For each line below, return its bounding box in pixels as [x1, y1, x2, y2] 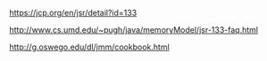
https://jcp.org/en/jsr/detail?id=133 [9, 8, 138, 18]
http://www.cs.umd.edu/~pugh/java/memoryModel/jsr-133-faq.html [9, 25, 259, 34]
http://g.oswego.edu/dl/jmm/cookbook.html [9, 42, 170, 52]
